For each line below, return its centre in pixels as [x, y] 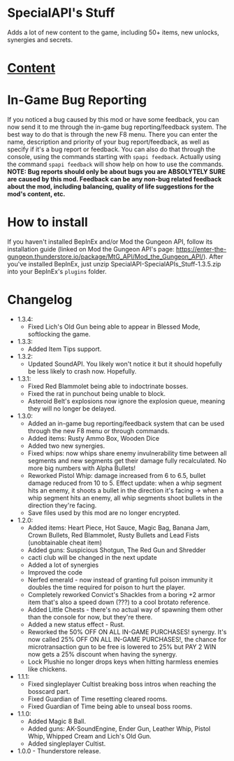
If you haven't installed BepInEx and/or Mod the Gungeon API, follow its [110, 242]
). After [213, 256]
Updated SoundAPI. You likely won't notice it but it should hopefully [125, 364]
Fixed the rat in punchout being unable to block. [97, 393]
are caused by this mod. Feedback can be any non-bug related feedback [115, 179]
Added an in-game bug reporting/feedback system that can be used [126, 423]
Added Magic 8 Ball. [57, 721]
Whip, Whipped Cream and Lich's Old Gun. [89, 736]
